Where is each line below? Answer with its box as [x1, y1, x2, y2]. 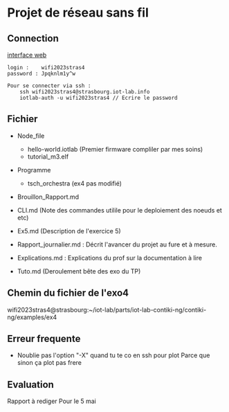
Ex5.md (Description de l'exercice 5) [17, 226, 121, 235]
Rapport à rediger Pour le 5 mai [7, 397, 97, 406]
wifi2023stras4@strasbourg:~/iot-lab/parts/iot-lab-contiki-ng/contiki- [7, 305, 207, 314]
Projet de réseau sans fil [7, 5, 149, 21]
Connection [7, 33, 59, 44]
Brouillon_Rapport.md [17, 192, 80, 201]
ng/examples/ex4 [7, 313, 57, 321]
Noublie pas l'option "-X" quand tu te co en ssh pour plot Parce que [17, 351, 210, 359]
